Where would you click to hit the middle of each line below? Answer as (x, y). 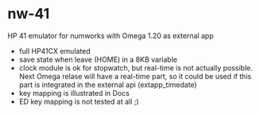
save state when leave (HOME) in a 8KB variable (98, 59)
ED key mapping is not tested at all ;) (79, 101)
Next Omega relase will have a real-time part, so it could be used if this (135, 76)
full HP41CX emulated (54, 51)
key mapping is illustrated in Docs (74, 93)
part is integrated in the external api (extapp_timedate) (108, 85)
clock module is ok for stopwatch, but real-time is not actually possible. (136, 67)
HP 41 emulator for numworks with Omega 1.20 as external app (111, 36)
